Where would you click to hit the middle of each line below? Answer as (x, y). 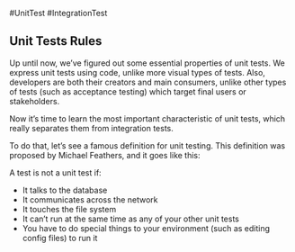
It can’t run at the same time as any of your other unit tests (131, 219)
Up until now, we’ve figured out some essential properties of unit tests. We (147, 63)
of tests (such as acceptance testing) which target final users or (128, 91)
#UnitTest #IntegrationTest (58, 13)
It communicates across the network (90, 199)
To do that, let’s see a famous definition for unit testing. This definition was (147, 145)
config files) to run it (60, 238)
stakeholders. (35, 101)
